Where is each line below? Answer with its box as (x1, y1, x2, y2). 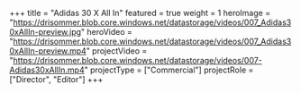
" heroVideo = (80, 27, 133, 37)
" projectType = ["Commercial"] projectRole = (84, 64, 254, 75)
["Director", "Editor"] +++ (9, 74, 104, 84)
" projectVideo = (86, 46, 148, 56)
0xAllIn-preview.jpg (9, 27, 82, 37)
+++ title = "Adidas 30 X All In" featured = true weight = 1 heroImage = (9, 8, 271, 18)
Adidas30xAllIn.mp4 (9, 64, 85, 75)
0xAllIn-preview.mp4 (9, 46, 87, 56)
